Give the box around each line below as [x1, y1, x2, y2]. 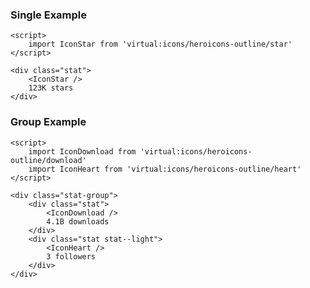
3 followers [46, 251, 97, 262]
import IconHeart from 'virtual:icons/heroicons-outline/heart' [28, 164, 302, 174]
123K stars [28, 83, 74, 93]
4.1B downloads [46, 216, 110, 227]
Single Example [10, 8, 88, 22]
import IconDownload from [28, 146, 137, 157]
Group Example [10, 115, 87, 129]
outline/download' [10, 155, 87, 165]
